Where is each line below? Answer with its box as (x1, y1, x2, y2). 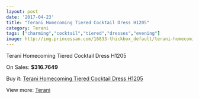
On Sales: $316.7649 (6, 64, 58, 71)
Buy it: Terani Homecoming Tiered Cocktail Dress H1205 (6, 75, 143, 82)
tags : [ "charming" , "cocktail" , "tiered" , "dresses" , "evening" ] (6, 31, 161, 37)
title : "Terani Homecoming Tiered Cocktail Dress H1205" (6, 19, 150, 25)
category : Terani (6, 25, 49, 31)
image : (6, 36, 23, 42)
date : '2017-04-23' (6, 14, 54, 20)
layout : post (6, 8, 38, 15)
